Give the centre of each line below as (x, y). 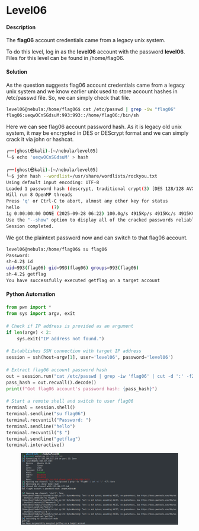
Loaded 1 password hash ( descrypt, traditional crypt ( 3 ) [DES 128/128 (95, 189)
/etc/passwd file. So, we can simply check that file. (68, 97)
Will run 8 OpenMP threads (39, 195)
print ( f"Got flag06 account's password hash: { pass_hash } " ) (82, 389)
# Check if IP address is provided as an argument (70, 326)
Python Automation (31, 294)
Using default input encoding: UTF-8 (53, 182)
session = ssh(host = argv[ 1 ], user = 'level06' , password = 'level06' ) (90, 358)
